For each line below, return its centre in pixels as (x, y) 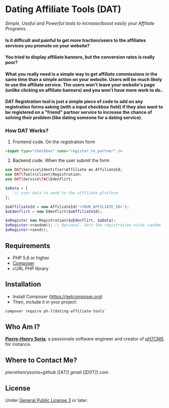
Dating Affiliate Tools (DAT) (63, 9)
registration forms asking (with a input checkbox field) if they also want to (84, 107)
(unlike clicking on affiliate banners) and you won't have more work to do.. (84, 90)
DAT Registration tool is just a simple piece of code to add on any (74, 101)
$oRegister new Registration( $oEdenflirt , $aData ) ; (60, 220)
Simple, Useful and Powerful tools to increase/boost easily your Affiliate (80, 23)
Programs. (16, 28)
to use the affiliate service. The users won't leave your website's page (80, 85)
